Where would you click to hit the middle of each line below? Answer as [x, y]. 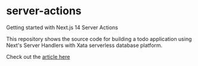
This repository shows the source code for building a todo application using [99, 39]
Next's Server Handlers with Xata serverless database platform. [84, 45]
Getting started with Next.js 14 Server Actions [62, 27]
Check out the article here [38, 56]
